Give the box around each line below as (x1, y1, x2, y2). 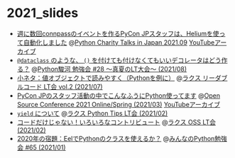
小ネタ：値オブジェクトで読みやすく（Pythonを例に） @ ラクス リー (16, 73, 216, 82)
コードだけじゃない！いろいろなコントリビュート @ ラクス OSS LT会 (16, 118, 216, 126)
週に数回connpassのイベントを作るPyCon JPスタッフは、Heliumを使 (16, 29, 219, 38)
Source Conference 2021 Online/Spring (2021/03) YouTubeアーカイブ (16, 100, 221, 108)
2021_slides (6, 5, 79, 21)
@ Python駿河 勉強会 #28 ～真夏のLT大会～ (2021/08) (31, 64, 187, 73)
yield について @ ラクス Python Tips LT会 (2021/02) (16, 108, 168, 118)
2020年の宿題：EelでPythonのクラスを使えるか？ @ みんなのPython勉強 (16, 134, 228, 142)
